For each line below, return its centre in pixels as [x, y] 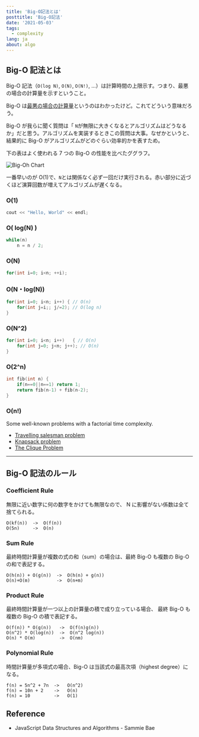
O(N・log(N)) [25, 289]
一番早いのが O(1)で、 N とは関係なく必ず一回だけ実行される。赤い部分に [94, 177]
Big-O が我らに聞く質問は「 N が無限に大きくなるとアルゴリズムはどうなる [96, 126]
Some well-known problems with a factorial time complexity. [80, 424]
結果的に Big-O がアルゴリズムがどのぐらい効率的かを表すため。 [85, 141]
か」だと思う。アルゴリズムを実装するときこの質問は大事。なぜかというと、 [99, 133]
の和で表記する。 [27, 564]
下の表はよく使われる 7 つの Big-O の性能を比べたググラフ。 [80, 153]
